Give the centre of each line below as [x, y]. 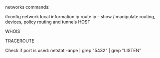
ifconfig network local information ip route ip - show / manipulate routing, [80, 16]
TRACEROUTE [20, 41]
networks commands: [27, 7]
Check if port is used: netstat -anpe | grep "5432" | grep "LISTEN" [73, 50]
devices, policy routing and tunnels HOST [48, 22]
